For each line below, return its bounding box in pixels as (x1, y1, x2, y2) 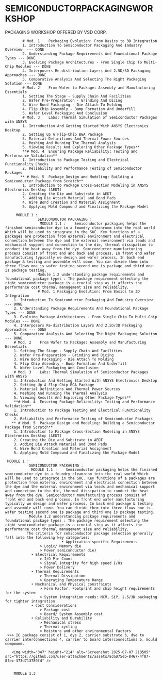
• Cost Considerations (31, 603, 77, 608)
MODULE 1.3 (14, 671, 36, 676)
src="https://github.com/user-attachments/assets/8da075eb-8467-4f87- (5, 654, 151, 659)
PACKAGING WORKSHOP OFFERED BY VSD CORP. (5, 29, 107, 35)
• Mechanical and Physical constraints (31, 582, 112, 587)
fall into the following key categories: (5, 535, 90, 540)
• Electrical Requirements (31, 552, 86, 557)
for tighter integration (5, 599, 55, 604)
